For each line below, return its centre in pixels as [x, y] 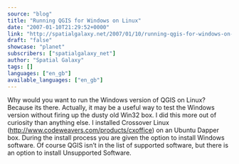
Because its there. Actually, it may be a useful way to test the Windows [111, 108]
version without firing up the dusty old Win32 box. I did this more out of [112, 115]
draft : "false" [30, 40]
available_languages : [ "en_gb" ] [55, 80]
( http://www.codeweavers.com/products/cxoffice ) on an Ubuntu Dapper [113, 130]
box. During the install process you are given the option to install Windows [116, 138]
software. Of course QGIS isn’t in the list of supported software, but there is [118, 146]
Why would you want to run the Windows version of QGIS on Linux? [107, 100]
